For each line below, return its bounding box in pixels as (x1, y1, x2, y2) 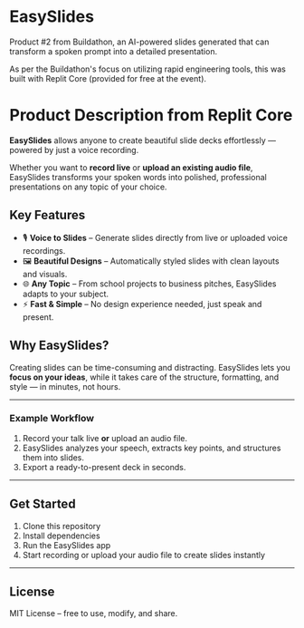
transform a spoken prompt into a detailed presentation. (9, 45, 218, 56)
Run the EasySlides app (22, 539, 111, 550)
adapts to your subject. (22, 288, 109, 299)
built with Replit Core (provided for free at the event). (9, 72, 206, 83)
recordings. (22, 245, 66, 256)
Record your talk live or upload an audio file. (22, 432, 188, 443)
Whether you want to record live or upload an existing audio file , (9, 161, 253, 173)
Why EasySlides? (9, 338, 109, 353)
